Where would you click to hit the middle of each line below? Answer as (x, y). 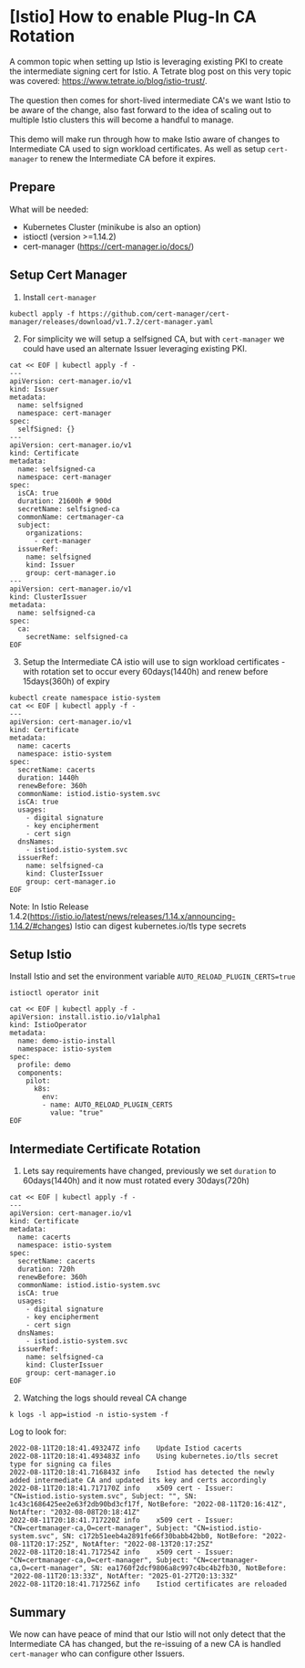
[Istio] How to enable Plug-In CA (133, 17)
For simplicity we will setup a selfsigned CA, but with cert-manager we (153, 339)
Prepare (33, 188)
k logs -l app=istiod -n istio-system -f (89, 1415)
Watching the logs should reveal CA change (105, 1398)
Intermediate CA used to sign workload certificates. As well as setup (137, 149)
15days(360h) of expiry (66, 681)
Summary (38, 1612)
